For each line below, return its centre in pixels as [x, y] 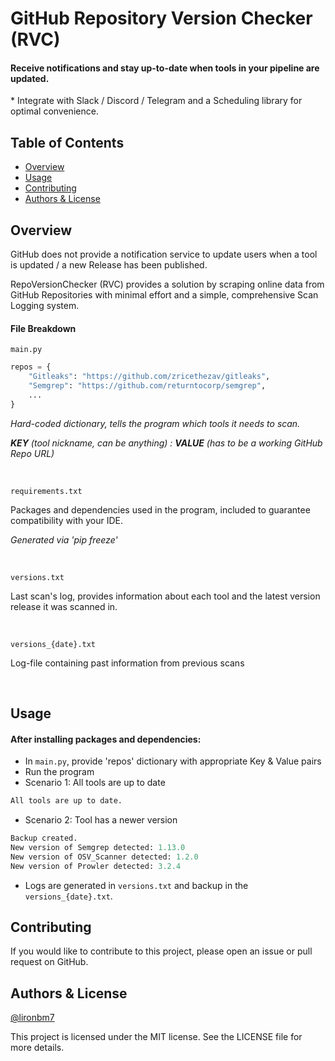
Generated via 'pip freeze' [64, 539]
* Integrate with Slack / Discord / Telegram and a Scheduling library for [156, 101]
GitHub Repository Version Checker [161, 18]
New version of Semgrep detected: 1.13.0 [98, 847]
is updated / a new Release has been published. [109, 265]
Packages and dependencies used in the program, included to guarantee [160, 509]
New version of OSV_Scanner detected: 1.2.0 [104, 857]
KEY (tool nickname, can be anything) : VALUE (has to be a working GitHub [166, 443]
